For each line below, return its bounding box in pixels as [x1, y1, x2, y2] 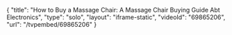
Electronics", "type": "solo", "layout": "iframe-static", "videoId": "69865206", [6, 13, 226, 21]
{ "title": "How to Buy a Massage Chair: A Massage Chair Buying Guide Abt [6, 6, 220, 14]
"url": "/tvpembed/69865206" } [6, 21, 97, 28]
